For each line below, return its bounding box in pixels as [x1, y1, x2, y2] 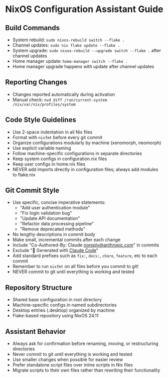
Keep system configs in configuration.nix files [12, 156, 107, 162]
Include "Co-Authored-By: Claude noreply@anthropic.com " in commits [12, 242, 159, 248]
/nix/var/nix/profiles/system [12, 102, 76, 107]
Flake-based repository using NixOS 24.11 [12, 313, 99, 319]
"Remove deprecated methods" [20, 226, 85, 232]
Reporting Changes [5, 78, 68, 86]
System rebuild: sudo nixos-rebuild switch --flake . [12, 37, 125, 43]
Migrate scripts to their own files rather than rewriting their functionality [12, 367, 160, 373]
